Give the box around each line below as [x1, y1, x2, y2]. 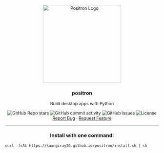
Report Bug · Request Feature [52, 115, 112, 121]
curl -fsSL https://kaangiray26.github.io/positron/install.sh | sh [5, 143, 147, 148]
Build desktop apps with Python [50, 101, 114, 107]
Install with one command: [50, 132, 114, 139]
